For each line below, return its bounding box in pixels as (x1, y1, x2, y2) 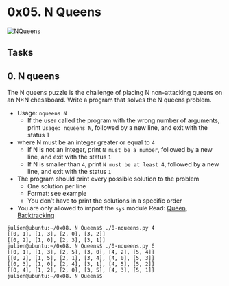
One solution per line (27, 182, 86, 190)
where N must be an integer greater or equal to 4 (16, 138, 156, 146)
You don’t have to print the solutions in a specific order (27, 197, 182, 205)
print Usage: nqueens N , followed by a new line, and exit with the (27, 124, 208, 132)
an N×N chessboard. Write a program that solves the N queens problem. (7, 96, 212, 104)
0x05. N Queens (7, 4, 101, 20)
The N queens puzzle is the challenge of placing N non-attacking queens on (7, 89, 223, 97)
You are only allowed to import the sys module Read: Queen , (16, 204, 188, 212)
